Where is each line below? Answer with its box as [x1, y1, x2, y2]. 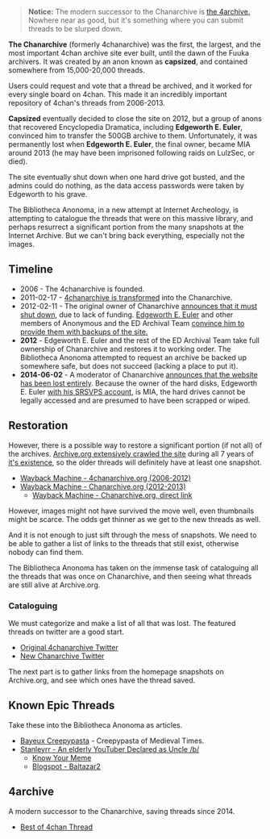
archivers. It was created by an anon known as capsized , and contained [8, 56, 248, 66]
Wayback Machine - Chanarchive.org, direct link [31, 490, 193, 499]
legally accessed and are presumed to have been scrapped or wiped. [19, 395, 251, 405]
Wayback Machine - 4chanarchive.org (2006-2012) [19, 473, 192, 482]
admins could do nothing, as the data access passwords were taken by [8, 181, 244, 190]
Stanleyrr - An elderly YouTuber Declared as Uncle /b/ [19, 744, 200, 753]
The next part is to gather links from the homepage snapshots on [8, 666, 224, 676]
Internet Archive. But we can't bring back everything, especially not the [8, 231, 245, 240]
